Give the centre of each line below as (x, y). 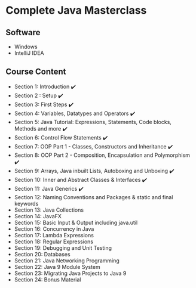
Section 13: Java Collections (49, 210)
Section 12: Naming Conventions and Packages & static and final (94, 197)
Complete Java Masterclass (76, 10)
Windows (26, 47)
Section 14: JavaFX (38, 216)
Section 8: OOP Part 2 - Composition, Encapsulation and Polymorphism (102, 155)
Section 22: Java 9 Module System (57, 267)
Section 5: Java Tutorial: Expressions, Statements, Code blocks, (93, 122)
